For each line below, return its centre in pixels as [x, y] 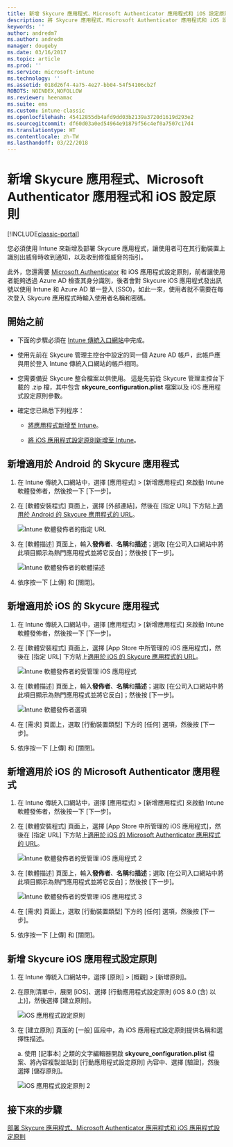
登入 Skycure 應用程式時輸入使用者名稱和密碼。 [81, 298]
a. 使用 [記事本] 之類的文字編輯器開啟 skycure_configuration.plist [112, 1054]
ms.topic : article [34, 59]
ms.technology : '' [34, 78]
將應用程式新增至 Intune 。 [65, 425]
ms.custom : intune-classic [46, 111]
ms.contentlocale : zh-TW [43, 136]
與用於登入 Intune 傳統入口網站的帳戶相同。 [79, 363]
